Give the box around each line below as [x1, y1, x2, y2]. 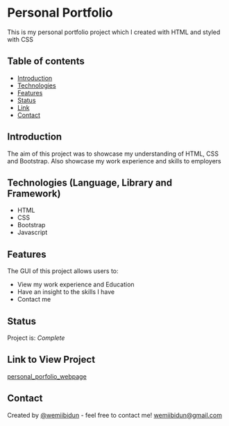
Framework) [7, 188, 61, 199]
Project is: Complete [7, 334, 65, 342]
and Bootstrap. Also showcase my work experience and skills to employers [7, 156, 221, 165]
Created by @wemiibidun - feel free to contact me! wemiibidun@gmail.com [7, 411, 222, 419]
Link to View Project [7, 354, 96, 366]
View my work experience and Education [17, 280, 135, 289]
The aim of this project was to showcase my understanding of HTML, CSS [7, 149, 219, 158]
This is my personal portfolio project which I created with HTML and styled [7, 28, 221, 36]
